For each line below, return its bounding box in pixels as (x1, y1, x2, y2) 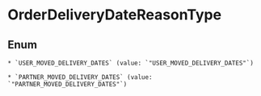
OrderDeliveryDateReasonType (7, 6, 222, 24)
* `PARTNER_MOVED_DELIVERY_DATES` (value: (7, 73, 153, 81)
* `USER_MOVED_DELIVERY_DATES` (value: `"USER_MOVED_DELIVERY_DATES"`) (7, 59, 254, 67)
